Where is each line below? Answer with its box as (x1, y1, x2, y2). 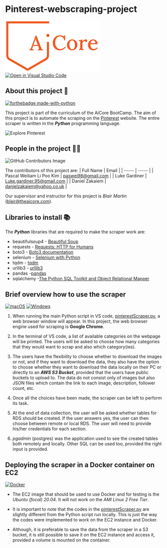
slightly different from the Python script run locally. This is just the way (12, 512, 158, 517)
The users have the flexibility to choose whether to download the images (12, 354, 162, 360)
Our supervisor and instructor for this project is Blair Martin (5, 193, 127, 199)
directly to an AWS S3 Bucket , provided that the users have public (12, 369, 149, 375)
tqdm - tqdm (12, 260, 38, 266)
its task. (12, 400, 29, 406)
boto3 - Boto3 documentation (12, 249, 74, 255)
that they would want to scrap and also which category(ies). (12, 344, 136, 350)
